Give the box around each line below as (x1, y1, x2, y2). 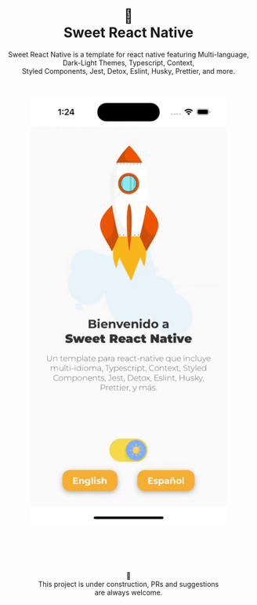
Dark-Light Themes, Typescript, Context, (62, 58, 195, 67)
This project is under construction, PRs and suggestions (38, 580, 219, 589)
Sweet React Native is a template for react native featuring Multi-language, (8, 49, 249, 59)
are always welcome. (94, 588, 163, 597)
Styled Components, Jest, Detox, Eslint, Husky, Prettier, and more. (21, 66, 236, 75)
